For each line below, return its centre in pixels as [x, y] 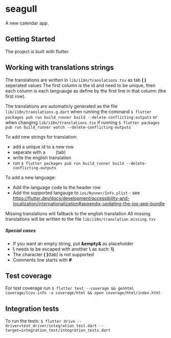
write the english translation [42, 157]
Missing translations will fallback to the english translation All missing [78, 213]
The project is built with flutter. [38, 51]
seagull [21, 9]
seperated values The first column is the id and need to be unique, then [80, 85]
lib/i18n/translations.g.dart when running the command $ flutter [78, 111]
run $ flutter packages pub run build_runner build [68, 163]
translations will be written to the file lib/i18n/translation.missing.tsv [81, 219]
